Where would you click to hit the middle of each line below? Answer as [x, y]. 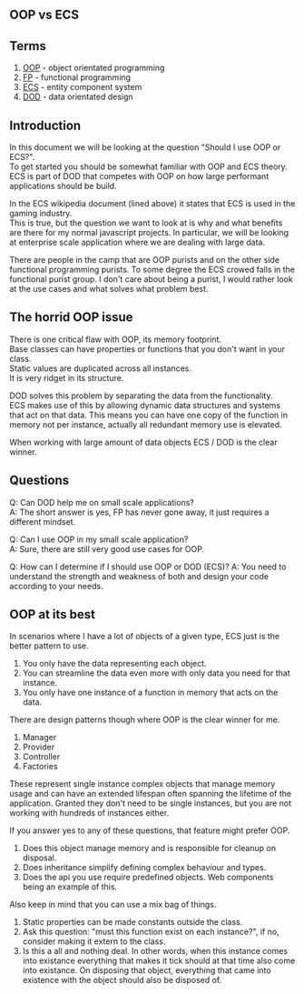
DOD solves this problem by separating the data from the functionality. [141, 396]
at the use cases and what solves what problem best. [109, 289]
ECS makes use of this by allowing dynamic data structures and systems [145, 405]
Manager [39, 738]
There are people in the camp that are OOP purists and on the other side [144, 260]
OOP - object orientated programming [93, 68]
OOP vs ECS [44, 15]
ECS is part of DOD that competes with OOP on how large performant [139, 176]
